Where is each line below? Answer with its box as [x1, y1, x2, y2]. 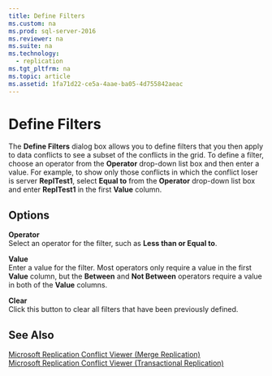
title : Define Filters [8, 11, 85, 20]
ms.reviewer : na [8, 34, 63, 43]
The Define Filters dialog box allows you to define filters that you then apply [8, 141, 264, 151]
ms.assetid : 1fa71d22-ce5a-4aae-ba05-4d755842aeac [8, 80, 183, 88]
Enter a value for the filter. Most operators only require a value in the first [8, 263, 252, 273]
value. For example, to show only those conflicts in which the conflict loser [8, 167, 258, 177]
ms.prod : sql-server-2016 [8, 27, 96, 35]
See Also [8, 328, 54, 342]
